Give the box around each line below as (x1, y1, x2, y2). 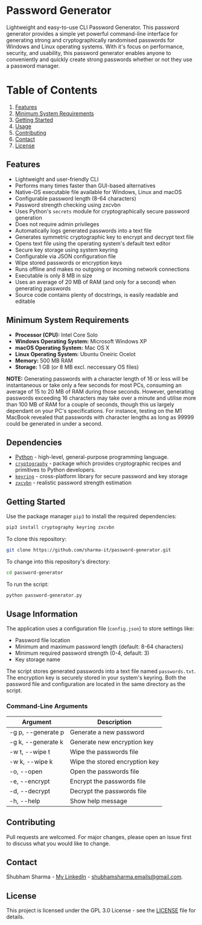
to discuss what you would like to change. (6, 840, 110, 847)
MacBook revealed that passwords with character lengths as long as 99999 (6, 414, 194, 421)
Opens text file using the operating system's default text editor (14, 239, 171, 247)
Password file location (14, 637, 71, 644)
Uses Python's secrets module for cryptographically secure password (14, 207, 190, 215)
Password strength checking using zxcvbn (14, 201, 121, 209)
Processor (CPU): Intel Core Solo (14, 331, 98, 339)
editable (14, 297, 36, 305)
